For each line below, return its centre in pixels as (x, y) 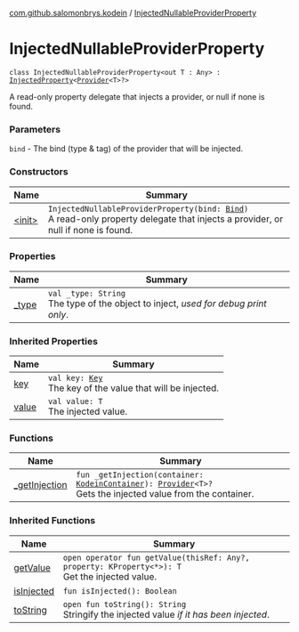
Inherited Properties (53, 341)
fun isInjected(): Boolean (120, 591)
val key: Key (75, 378)
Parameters (35, 129)
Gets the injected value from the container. (165, 494)
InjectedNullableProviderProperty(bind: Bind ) (148, 209)
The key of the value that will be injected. (133, 388)
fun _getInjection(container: (140, 475)
